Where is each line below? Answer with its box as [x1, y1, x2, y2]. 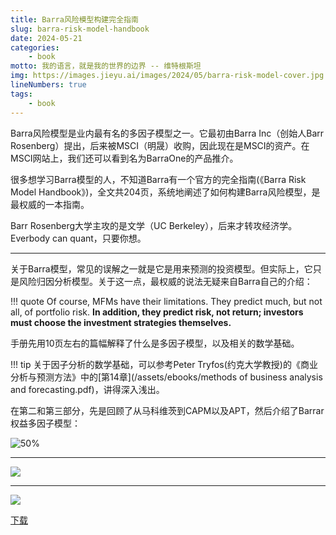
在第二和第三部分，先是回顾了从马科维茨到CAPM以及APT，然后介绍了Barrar [10, 404, 325, 416]
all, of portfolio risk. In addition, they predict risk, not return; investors [10, 306, 304, 318]
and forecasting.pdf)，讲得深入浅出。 [10, 383, 165, 395]
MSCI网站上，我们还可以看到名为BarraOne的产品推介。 [10, 152, 239, 164]
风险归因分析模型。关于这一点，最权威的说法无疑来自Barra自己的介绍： [18, 275, 313, 287]
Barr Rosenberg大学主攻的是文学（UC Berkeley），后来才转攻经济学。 [10, 219, 298, 231]
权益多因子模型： [10, 417, 81, 429]
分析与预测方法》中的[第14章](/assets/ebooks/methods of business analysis [10, 371, 323, 383]
